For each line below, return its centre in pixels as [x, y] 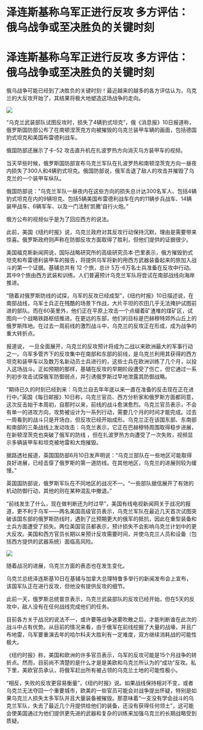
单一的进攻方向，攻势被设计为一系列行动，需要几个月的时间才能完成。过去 [104, 412]
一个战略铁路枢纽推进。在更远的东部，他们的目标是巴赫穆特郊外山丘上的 [107, 318]
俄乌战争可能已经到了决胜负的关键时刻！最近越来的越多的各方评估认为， [96, 91]
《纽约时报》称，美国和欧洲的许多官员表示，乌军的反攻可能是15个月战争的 [99, 655]
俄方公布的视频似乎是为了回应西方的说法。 [59, 219]
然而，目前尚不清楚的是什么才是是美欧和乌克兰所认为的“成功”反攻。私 [109, 663]
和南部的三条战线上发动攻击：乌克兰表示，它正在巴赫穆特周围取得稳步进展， [101, 427]
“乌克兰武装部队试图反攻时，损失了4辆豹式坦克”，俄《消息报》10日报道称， [100, 122]
